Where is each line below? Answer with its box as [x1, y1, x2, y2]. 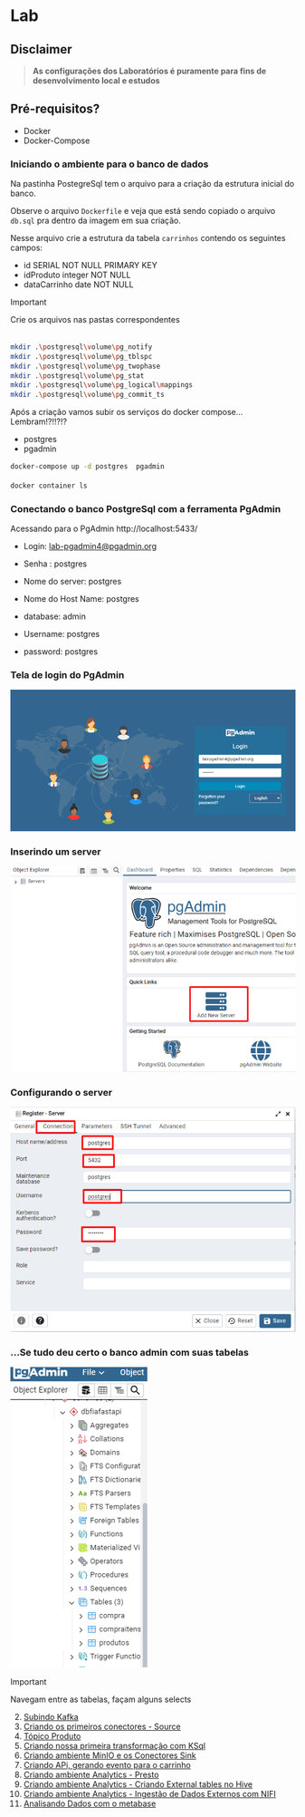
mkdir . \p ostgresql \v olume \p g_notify [10, 342, 153, 352]
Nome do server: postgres [23, 576, 122, 587]
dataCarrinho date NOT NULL [23, 279, 134, 290]
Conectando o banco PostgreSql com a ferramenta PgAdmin [10, 502, 281, 515]
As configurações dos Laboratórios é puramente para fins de [32, 65, 267, 76]
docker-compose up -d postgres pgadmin [10, 462, 166, 471]
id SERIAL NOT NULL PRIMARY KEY [23, 260, 157, 271]
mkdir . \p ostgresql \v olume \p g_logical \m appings [10, 381, 194, 390]
